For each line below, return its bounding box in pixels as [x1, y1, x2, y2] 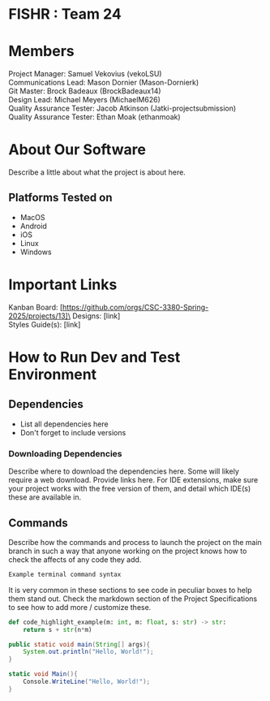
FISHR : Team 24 [8, 5, 122, 24]
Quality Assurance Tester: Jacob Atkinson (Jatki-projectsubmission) [8, 103, 237, 114]
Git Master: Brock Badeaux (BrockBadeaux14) [8, 86, 161, 96]
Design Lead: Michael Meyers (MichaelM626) [8, 95, 161, 105]
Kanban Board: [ [8, 302, 63, 312]
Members [8, 42, 75, 61]
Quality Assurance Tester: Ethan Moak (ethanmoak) [8, 112, 181, 122]
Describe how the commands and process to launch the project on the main [8, 537, 262, 547]
